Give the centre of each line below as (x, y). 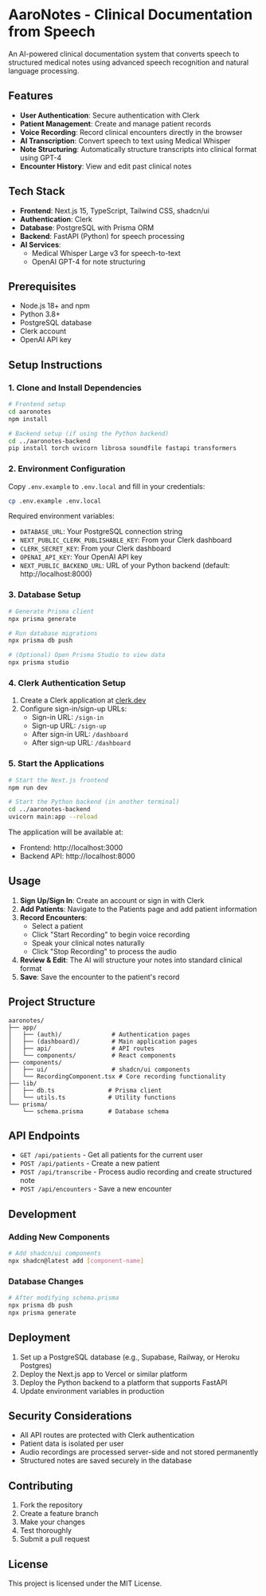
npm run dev (28, 788)
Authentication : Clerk (56, 219)
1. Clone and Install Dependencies (75, 388)
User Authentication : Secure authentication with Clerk (110, 115)
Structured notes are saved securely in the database (106, 1461)
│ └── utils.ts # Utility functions (92, 1097)
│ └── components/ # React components (92, 1055)
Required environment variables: (62, 516)
